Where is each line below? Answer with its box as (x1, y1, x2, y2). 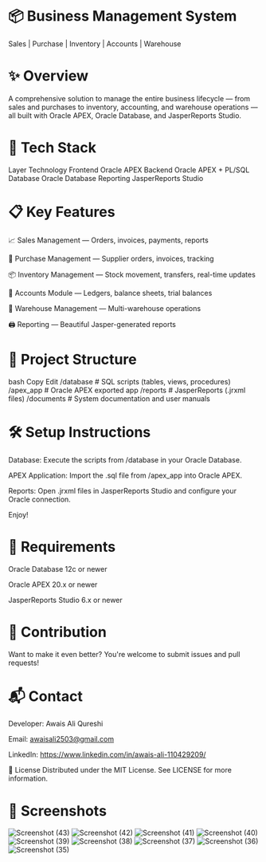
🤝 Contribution (8, 623, 108, 641)
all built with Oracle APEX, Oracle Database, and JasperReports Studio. (8, 110, 241, 120)
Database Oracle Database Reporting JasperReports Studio (8, 173, 204, 183)
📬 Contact (8, 687, 84, 705)
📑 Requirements (8, 537, 116, 556)
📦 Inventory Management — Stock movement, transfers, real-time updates (8, 270, 256, 279)
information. (8, 773, 49, 783)
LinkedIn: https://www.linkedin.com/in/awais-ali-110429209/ (8, 750, 206, 759)
